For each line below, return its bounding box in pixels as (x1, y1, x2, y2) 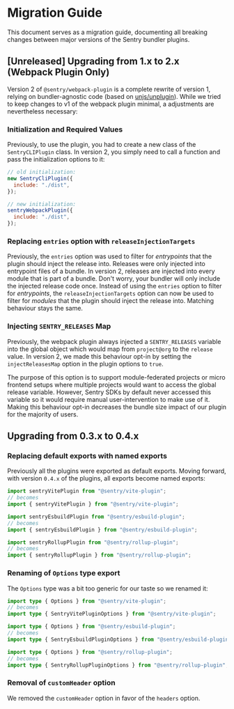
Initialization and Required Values (7, 124, 123, 134)
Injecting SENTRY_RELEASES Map (7, 322, 111, 332)
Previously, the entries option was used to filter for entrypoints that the (7, 252, 212, 260)
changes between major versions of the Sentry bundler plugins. (7, 35, 190, 43)
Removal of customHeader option (7, 678, 116, 687)
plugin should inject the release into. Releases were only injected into (7, 260, 205, 268)
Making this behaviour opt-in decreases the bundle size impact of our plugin (7, 403, 227, 411)
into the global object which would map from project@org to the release (7, 345, 213, 353)
